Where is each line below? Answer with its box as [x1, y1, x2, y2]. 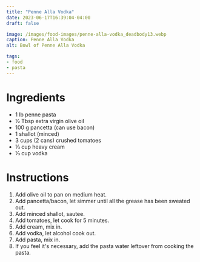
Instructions [6, 170, 69, 184]
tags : [6, 53, 20, 59]
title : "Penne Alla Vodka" [6, 8, 75, 15]
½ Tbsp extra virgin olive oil [15, 117, 85, 124]
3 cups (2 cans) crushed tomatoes [15, 136, 102, 144]
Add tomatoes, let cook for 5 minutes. [15, 217, 110, 224]
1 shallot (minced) [15, 130, 59, 137]
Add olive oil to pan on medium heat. [15, 190, 107, 198]
